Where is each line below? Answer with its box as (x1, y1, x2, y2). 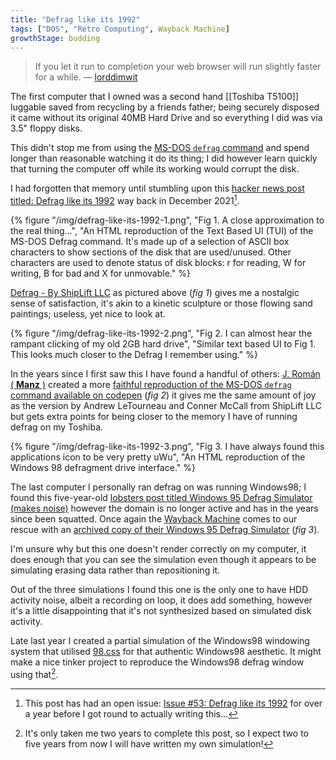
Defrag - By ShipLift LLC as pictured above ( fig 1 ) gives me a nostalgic (10, 287, 300, 299)
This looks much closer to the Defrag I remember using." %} (10, 349, 258, 361)
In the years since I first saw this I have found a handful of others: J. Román (10, 368, 321, 380)
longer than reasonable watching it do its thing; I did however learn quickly (10, 152, 318, 165)
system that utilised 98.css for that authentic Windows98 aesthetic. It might (10, 646, 322, 658)
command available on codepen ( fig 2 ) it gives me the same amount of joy (10, 389, 317, 401)
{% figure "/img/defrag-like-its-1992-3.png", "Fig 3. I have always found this (10, 441, 325, 453)
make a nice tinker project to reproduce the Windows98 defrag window (10, 656, 305, 668)
